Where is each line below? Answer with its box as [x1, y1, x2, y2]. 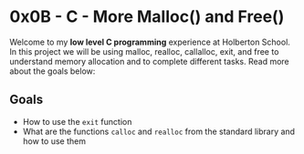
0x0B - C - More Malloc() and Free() [9, 6, 285, 27]
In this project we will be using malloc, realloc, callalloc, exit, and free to [9, 46, 279, 56]
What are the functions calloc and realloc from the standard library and [22, 126, 295, 137]
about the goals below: [9, 66, 96, 77]
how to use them [22, 135, 87, 147]
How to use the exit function [22, 116, 132, 127]
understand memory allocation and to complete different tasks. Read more [9, 56, 289, 67]
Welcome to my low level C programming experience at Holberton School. [9, 36, 290, 47]
